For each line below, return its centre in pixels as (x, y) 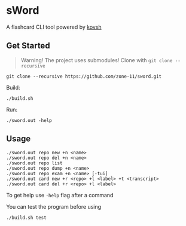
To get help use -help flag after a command (60, 195)
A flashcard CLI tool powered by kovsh (54, 27)
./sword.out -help (29, 120)
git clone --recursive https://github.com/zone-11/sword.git (84, 76)
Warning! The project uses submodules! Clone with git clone (97, 60)
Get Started (28, 46)
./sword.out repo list (34, 163)
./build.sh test (26, 218)
